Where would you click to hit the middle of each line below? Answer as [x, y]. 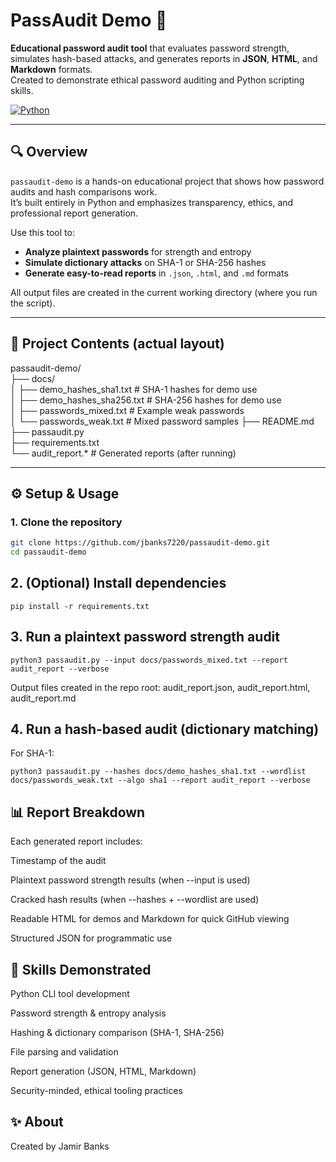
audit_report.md [43, 698]
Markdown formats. [51, 69]
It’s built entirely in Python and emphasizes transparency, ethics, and [152, 202]
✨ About [37, 1122]
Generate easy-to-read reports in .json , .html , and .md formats [156, 273]
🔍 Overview [49, 152]
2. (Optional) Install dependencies [118, 583]
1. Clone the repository [66, 522]
